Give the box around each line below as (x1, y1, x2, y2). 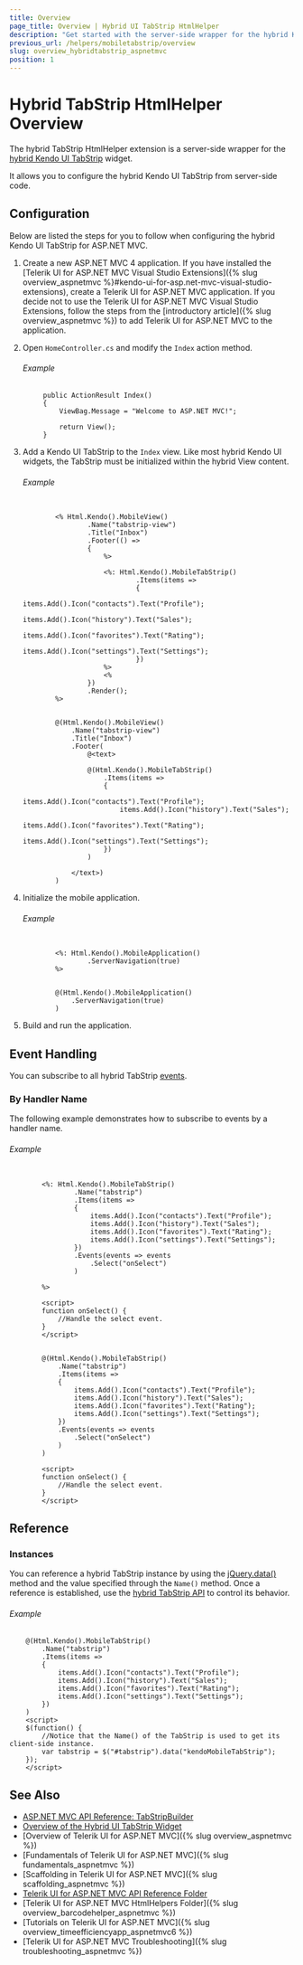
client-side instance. (9, 1739, 95, 1748)
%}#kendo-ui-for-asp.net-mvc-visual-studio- (103, 277, 272, 288)
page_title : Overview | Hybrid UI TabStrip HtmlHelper (9, 22, 220, 31)
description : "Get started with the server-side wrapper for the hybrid (9, 30, 289, 39)
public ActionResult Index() (42, 391, 152, 400)
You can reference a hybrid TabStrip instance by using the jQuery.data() (9, 1568, 277, 1579)
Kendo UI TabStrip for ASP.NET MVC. (9, 240, 149, 250)
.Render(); (87, 686, 128, 696)
